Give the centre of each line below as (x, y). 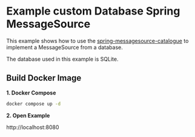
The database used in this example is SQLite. (62, 59)
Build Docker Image (44, 78)
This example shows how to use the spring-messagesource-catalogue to (97, 41)
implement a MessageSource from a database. (64, 47)
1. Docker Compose (31, 93)
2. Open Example (28, 115)
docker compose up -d (34, 104)
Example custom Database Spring (93, 11)
